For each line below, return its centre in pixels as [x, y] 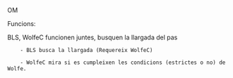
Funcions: [22, 24]
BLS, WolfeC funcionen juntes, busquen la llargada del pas [92, 37]
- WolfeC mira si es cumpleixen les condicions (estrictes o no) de [123, 63]
